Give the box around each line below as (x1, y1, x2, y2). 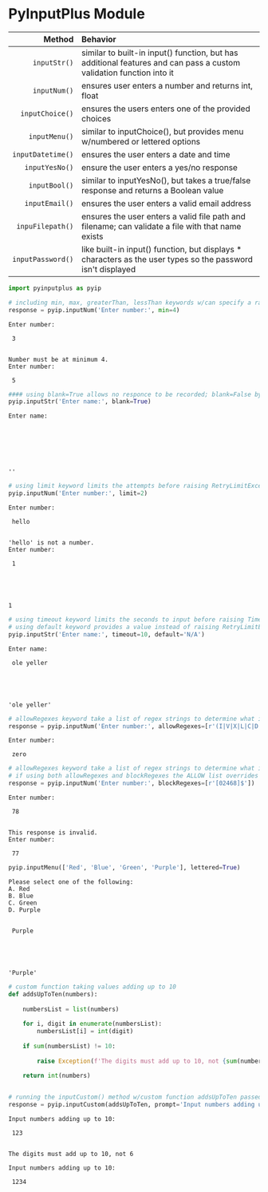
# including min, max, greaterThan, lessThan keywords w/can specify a (8, 299, 251, 307)
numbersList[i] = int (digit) (37, 1028, 134, 1036)
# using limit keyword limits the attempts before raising (8, 482, 209, 490)
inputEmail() (24, 199, 74, 208)
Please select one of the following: (8, 877, 134, 886)
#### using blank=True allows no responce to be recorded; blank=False (8, 390, 251, 398)
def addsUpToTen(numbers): (8, 990, 98, 998)
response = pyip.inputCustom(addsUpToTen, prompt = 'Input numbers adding (8, 1101, 255, 1109)
